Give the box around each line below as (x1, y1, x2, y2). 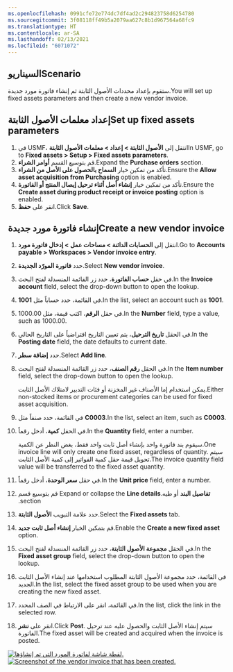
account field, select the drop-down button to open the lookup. (17, 283, 200, 291)
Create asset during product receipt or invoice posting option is (17, 187, 204, 196)
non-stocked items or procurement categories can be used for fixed (17, 393, 213, 401)
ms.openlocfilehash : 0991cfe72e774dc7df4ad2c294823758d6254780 (8, 10, 195, 17)
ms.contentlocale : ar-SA (8, 29, 80, 37)
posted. (17, 637, 40, 645)
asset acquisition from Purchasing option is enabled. (17, 173, 172, 181)
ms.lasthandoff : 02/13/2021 (8, 36, 89, 43)
